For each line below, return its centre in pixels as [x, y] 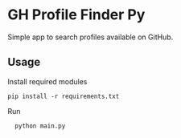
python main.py [40, 126]
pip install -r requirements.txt [64, 96]
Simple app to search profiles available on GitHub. [90, 37]
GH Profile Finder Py [76, 15]
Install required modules [47, 81]
